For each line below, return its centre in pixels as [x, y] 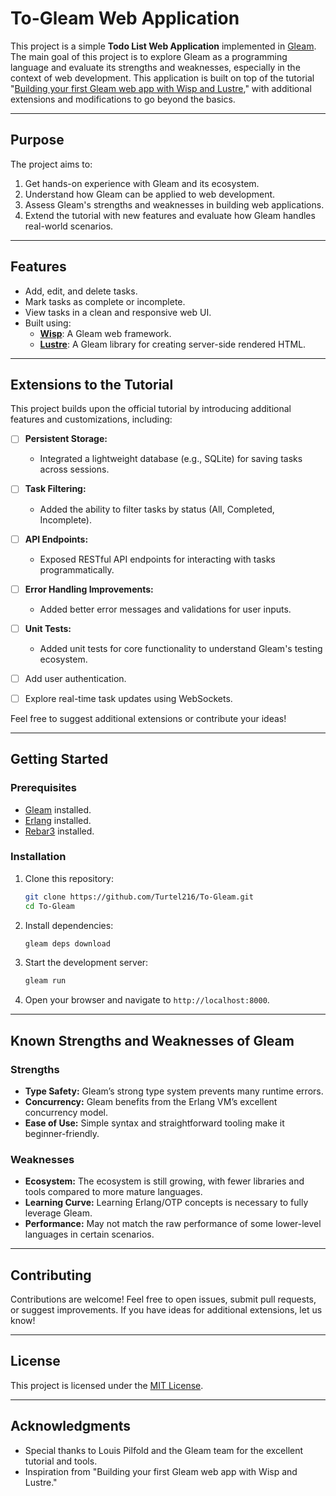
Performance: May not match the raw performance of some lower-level [173, 1224]
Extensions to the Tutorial [92, 384]
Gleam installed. [58, 809]
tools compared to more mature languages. [113, 1192]
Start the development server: [86, 963]
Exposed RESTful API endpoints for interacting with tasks [157, 559]
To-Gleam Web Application [125, 18]
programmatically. [77, 569]
